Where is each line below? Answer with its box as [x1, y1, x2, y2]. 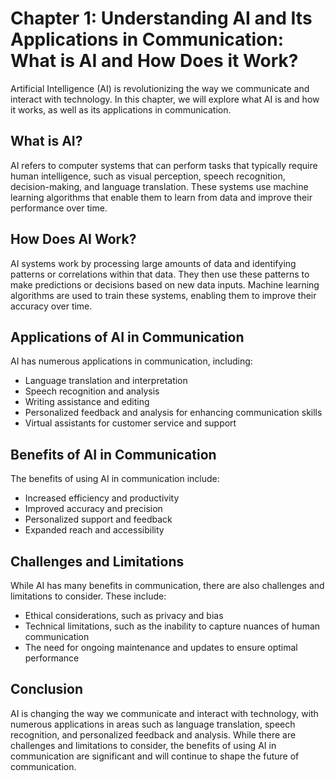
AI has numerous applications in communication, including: [10, 355, 253, 367]
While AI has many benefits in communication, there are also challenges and [10, 580, 325, 591]
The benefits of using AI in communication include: [10, 473, 220, 485]
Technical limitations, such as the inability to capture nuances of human [24, 620, 321, 632]
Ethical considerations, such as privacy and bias [24, 610, 224, 621]
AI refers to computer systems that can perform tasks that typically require [10, 159, 318, 171]
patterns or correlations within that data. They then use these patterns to [10, 268, 310, 280]
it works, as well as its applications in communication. [10, 103, 232, 116]
